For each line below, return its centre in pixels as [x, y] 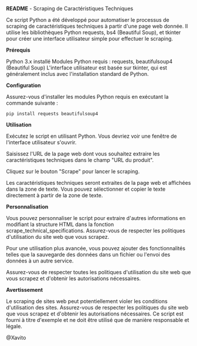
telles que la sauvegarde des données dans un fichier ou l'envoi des [88, 254]
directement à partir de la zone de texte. [55, 195]
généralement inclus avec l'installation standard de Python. [77, 74]
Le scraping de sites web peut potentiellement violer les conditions [87, 301]
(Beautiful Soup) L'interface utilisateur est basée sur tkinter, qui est [86, 68]
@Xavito [16, 337]
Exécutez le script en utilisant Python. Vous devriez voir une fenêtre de [91, 136]
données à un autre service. [40, 261]
